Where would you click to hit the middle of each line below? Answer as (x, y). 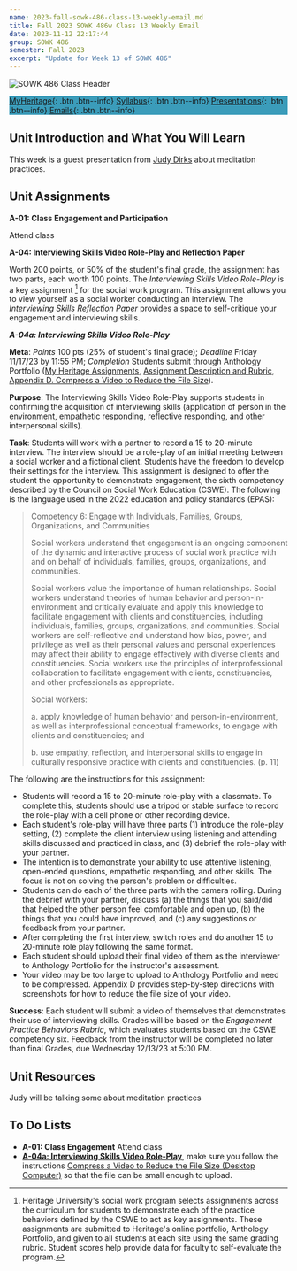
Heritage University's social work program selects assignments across (150, 1200)
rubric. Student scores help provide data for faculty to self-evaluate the (152, 1247)
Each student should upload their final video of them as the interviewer (151, 956)
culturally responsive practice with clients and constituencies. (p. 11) (155, 762)
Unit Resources (52, 1076)
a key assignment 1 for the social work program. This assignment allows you (147, 289)
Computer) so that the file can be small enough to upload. (127, 1175)
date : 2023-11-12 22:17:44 (59, 34)
